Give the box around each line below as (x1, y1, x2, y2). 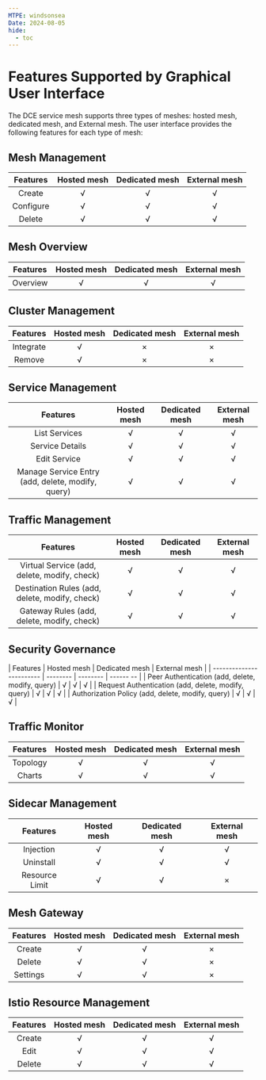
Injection (23, 844, 55, 855)
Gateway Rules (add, (19, 606, 97, 617)
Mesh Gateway (8, 906, 84, 920)
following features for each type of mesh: (8, 128, 143, 137)
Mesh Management (8, 151, 107, 164)
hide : (8, 26, 26, 34)
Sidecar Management (8, 797, 117, 810)
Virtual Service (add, (19, 560, 97, 571)
